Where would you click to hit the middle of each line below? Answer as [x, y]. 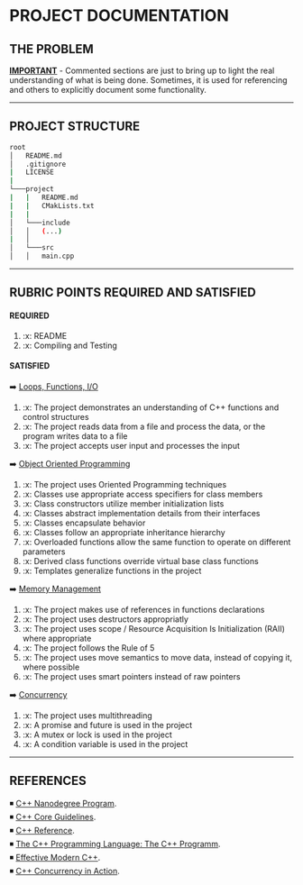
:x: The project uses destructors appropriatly [106, 619]
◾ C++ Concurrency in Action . [64, 871]
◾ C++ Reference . [42, 830]
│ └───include [40, 223]
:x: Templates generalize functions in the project [112, 570]
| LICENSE [32, 172]
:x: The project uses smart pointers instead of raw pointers [131, 676]
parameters [44, 552]
